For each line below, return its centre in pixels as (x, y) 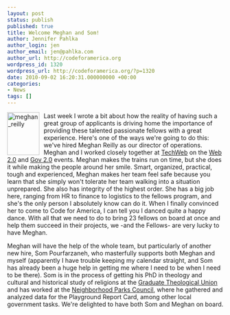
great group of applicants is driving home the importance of (128, 123)
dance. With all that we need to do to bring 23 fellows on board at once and (114, 218)
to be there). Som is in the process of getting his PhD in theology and (105, 275)
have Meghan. (27, 233)
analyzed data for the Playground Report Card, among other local (100, 297)
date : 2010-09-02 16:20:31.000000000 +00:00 (72, 77)
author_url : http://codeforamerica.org (64, 58)
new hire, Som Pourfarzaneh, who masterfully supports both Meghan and (111, 253)
